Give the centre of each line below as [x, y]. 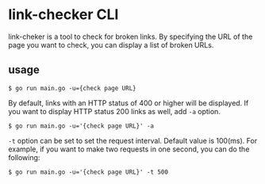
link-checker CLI [63, 15]
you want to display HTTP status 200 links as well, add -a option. [114, 111]
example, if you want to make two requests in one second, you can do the [129, 149]
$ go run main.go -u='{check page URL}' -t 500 [88, 172]
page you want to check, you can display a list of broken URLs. [111, 44]
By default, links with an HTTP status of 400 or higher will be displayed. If [129, 103]
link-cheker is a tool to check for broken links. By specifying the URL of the [131, 36]
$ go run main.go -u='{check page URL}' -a [81, 126]
